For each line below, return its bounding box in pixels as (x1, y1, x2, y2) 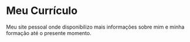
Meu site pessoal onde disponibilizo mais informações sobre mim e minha (6, 23, 185, 30)
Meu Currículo (6, 4, 78, 17)
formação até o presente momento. (6, 29, 92, 36)
